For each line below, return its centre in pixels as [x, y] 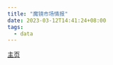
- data [23, 34]
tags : [15, 27]
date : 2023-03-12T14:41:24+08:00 [57, 20]
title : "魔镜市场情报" [38, 14]
